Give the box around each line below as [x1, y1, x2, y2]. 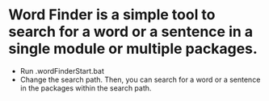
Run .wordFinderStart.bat [19, 66, 105, 75]
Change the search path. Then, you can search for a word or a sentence [19, 75, 261, 84]
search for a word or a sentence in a [8, 22, 254, 41]
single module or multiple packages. [8, 40, 258, 58]
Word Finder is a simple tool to [8, 6, 216, 24]
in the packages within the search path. [19, 83, 152, 93]
